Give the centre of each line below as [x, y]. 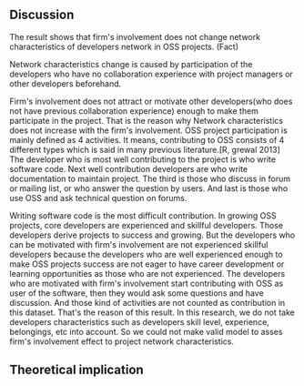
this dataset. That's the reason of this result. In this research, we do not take [152, 312]
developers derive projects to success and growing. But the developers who [152, 235]
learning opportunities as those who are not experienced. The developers [147, 273]
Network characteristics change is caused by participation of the [131, 64]
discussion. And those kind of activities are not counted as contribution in [147, 302]
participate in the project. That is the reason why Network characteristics [147, 120]
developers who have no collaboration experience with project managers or [151, 74]
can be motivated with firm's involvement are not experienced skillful [139, 244]
